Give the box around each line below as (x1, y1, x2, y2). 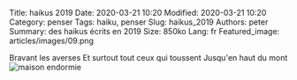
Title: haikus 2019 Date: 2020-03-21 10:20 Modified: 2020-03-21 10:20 (9, 8, 267, 18)
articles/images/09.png (9, 35, 95, 46)
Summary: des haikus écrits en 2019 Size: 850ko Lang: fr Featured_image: (9, 26, 280, 36)
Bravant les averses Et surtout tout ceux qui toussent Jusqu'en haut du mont (9, 53, 288, 62)
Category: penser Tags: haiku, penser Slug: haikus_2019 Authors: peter (9, 17, 269, 27)
